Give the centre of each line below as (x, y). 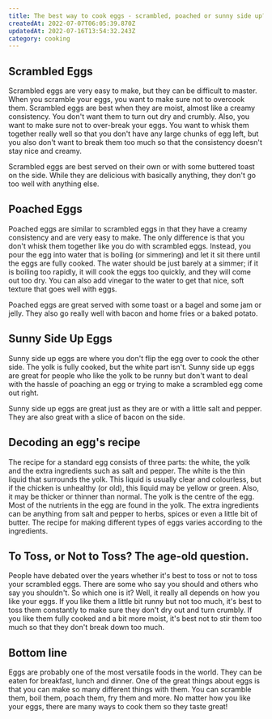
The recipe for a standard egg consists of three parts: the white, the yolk (130, 462)
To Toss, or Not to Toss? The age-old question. (129, 556)
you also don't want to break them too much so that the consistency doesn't (136, 143)
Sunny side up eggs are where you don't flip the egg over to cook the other (134, 358)
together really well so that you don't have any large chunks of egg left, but (134, 134)
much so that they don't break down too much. (87, 628)
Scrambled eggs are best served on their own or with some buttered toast (132, 167)
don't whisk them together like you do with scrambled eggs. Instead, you (130, 246)
